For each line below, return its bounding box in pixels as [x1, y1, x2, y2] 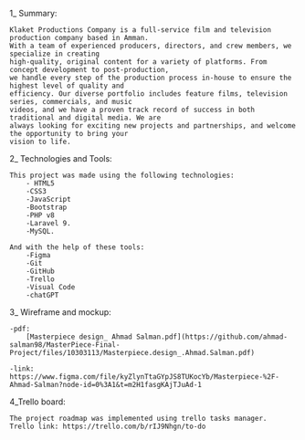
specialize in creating [9, 49, 100, 58]
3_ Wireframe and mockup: [9, 307, 111, 318]
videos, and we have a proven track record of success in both [9, 105, 256, 114]
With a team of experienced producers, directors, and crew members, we [9, 41, 292, 50]
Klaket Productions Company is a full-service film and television [9, 26, 272, 35]
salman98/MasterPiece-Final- [9, 340, 121, 350]
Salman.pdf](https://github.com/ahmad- [135, 332, 288, 341]
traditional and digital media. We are [9, 113, 162, 122]
